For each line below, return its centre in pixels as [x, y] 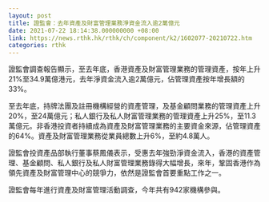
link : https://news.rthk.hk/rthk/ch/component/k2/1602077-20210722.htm [130, 38]
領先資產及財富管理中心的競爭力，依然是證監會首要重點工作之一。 [117, 173]
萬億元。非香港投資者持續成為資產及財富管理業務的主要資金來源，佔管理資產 [134, 126]
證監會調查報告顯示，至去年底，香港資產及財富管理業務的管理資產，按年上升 [134, 69]
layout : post [30, 16]
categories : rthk [37, 46]
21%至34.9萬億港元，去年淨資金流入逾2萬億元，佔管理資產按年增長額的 [127, 79]
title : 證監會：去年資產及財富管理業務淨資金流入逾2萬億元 [94, 23]
